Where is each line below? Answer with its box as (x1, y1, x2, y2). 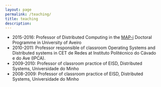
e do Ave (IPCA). (12, 55, 46, 61)
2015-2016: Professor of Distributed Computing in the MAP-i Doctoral (12, 34, 152, 40)
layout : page (5, 7, 32, 12)
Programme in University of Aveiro (12, 40, 82, 46)
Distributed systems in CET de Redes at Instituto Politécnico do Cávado (12, 50, 157, 56)
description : (5, 21, 32, 26)
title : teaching (5, 16, 38, 21)
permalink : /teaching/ (5, 12, 51, 17)
